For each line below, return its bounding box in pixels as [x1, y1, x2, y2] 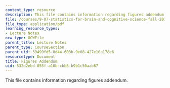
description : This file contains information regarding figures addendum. [5, 12, 166, 17]
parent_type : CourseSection [5, 45, 65, 50]
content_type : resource [5, 7, 56, 13]
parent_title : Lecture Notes [5, 40, 67, 45]
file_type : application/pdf [5, 21, 65, 27]
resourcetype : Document [5, 54, 56, 59]
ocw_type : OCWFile [5, 36, 44, 41]
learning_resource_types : [5, 26, 60, 31]
